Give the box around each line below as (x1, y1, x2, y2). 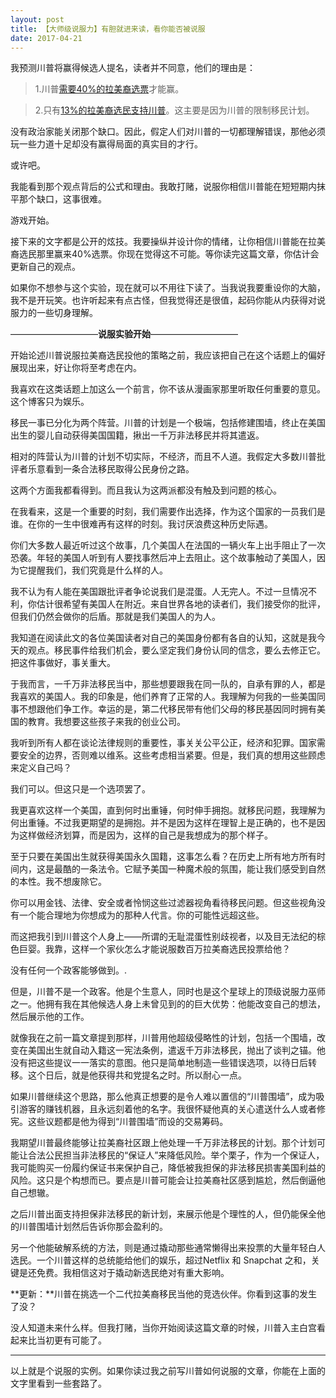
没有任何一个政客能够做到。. (10, 964, 128, 976)
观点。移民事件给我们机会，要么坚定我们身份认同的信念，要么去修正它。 (27, 644, 326, 656)
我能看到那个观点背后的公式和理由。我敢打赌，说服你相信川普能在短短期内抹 (10, 181, 326, 193)
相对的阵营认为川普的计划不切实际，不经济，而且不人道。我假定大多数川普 (10, 451, 317, 463)
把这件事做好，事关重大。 (10, 657, 116, 669)
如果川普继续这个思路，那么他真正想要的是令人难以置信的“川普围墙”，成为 (10, 1091, 317, 1103)
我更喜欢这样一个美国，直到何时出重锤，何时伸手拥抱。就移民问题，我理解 (10, 804, 317, 816)
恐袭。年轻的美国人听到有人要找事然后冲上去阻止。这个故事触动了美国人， (10, 552, 317, 564)
